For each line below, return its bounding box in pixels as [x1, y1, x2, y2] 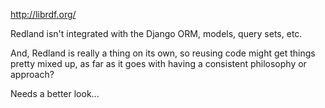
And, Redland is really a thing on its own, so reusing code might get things [10, 47, 316, 59]
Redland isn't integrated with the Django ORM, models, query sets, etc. [10, 28, 303, 39]
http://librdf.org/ [10, 9, 77, 20]
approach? [10, 69, 55, 80]
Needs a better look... [10, 88, 100, 99]
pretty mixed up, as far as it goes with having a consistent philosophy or [10, 58, 307, 69]
